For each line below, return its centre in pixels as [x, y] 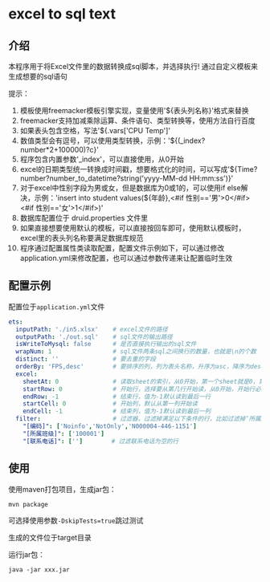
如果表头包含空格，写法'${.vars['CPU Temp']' [95, 130]
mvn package [28, 504]
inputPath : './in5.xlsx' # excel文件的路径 [92, 329]
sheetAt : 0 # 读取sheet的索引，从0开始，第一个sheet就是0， [141, 381]
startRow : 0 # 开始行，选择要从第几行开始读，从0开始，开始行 [139, 389]
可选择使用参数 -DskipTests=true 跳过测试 [76, 520]
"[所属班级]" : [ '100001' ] [63, 433]
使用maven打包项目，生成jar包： [62, 489]
